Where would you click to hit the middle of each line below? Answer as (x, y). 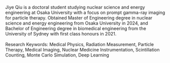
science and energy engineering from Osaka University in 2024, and (77, 23)
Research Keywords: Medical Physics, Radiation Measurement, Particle (80, 44)
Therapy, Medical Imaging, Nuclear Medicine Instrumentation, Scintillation (82, 50)
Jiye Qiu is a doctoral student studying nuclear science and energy (75, 7)
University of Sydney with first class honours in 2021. (61, 34)
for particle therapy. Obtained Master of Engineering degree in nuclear (79, 18)
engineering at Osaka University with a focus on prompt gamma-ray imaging (85, 12)
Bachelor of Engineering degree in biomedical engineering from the (76, 28)
